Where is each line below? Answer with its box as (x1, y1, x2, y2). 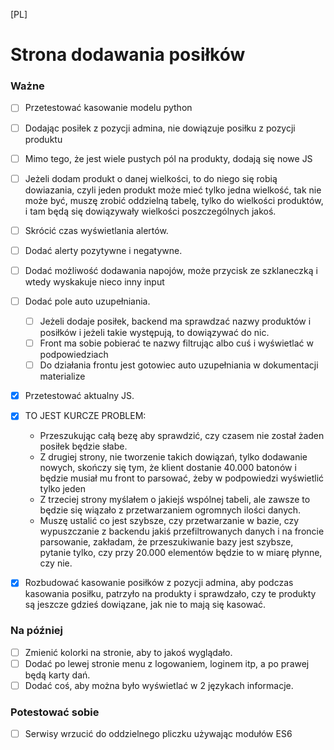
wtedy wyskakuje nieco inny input (24, 275, 165, 288)
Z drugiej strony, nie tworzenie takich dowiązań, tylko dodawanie (39, 451, 308, 463)
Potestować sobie (10, 705, 100, 719)
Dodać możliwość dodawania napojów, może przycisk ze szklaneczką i (24, 264, 318, 276)
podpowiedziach (39, 349, 109, 361)
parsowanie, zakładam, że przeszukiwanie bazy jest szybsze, (39, 536, 294, 548)
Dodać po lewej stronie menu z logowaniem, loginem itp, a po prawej (24, 657, 310, 669)
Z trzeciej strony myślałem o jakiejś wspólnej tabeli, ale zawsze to (39, 494, 311, 506)
